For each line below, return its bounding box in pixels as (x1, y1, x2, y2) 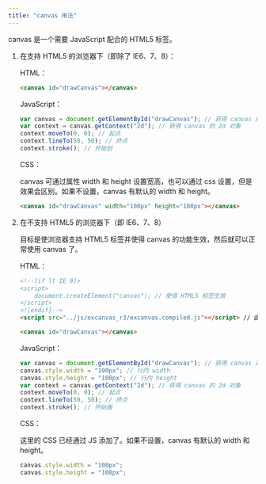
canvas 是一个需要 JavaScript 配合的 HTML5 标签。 (8, 34, 177, 44)
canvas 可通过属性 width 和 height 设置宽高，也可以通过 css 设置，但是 (19, 176, 253, 186)
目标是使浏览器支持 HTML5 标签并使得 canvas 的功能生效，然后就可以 (19, 234, 249, 244)
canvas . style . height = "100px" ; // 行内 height (19, 374, 178, 382)
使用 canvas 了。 (26, 244, 82, 253)
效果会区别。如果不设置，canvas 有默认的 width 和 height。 (19, 186, 215, 196)
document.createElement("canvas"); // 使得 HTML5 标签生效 (34, 292, 226, 299)
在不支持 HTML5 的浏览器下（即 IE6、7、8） (19, 217, 166, 227)
